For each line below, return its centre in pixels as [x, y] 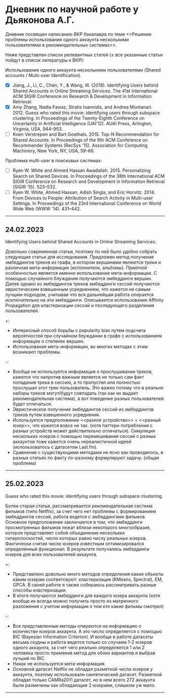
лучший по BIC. [29, 658]
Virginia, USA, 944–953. [38, 129]
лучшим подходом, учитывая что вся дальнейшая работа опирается [80, 295]
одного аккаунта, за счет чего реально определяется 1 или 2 [79, 647]
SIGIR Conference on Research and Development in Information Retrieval [89, 181]
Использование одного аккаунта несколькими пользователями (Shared [83, 70]
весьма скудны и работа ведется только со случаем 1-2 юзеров [82, 642]
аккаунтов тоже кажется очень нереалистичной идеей [72, 442]
